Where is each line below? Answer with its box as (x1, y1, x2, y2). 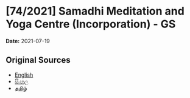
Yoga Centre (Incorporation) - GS (5, 17, 176, 31)
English (14, 71, 33, 79)
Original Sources (5, 55, 71, 65)
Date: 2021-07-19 (5, 37, 50, 44)
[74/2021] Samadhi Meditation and (5, 4, 185, 18)
